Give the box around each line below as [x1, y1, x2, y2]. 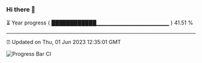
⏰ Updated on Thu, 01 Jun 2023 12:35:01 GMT [6, 39, 121, 46]
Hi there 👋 [6, 5, 36, 14]
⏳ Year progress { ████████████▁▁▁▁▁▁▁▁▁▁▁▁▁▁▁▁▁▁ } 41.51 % [6, 19, 194, 26]
